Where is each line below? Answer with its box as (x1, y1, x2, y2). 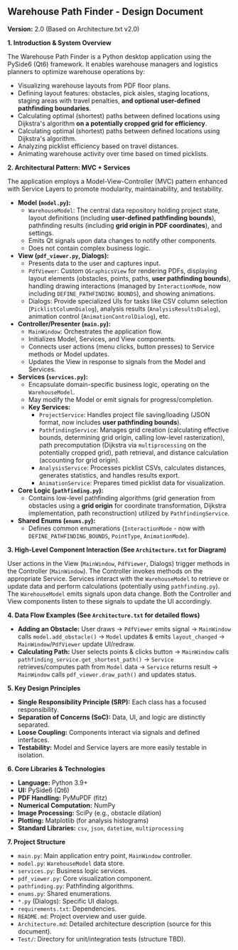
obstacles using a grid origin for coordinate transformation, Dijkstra (28, 501, 227, 510)
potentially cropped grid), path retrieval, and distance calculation (38, 448, 229, 457)
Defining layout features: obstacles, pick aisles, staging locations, (17, 88, 210, 97)
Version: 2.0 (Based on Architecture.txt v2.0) (7, 24, 140, 33)
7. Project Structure (7, 837, 66, 846)
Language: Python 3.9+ (17, 778, 88, 787)
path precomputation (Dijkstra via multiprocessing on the (38, 440, 207, 449)
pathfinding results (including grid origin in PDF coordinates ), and (28, 221, 222, 229)
